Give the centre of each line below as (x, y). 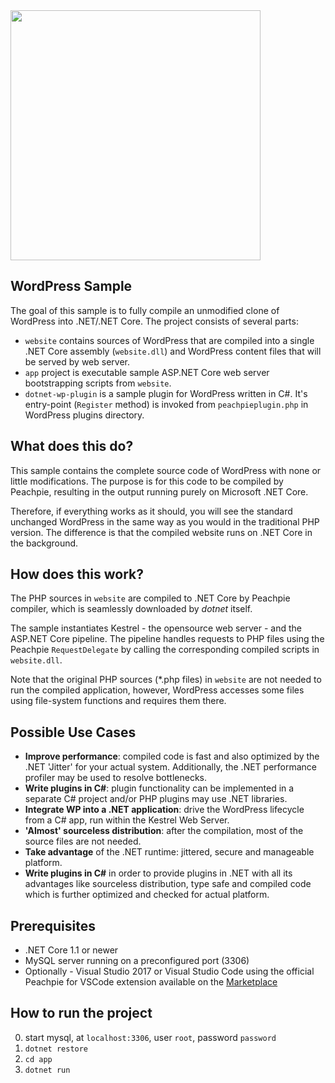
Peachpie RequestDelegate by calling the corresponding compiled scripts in (165, 650)
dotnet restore (56, 1049)
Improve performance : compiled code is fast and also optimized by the (172, 756)
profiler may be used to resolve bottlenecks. (116, 778)
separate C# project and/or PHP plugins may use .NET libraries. (156, 799)
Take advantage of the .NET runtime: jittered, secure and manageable (169, 852)
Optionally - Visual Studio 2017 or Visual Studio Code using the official (169, 971)
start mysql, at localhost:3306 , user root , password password (150, 1037)
